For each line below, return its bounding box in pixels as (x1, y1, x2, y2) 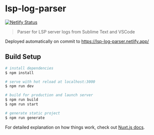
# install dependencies (5, 66, 54, 70)
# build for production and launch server (5, 93, 93, 98)
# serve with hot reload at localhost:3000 (5, 79, 96, 84)
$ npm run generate (5, 115, 45, 120)
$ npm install (5, 70, 34, 75)
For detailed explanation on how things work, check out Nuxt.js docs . (5, 124, 145, 130)
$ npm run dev (5, 84, 34, 89)
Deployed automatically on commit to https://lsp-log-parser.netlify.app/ (5, 38, 149, 44)
